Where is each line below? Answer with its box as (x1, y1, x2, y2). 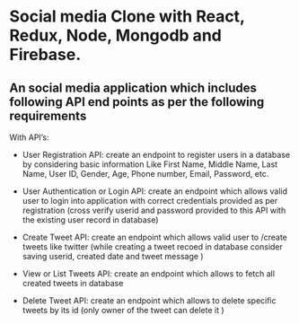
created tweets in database (22, 278, 124, 288)
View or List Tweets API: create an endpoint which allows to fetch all (22, 268, 276, 279)
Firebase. (9, 45, 82, 65)
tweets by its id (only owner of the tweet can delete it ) (22, 305, 224, 315)
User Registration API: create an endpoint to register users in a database (22, 150, 290, 160)
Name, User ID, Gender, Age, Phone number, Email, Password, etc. (22, 169, 269, 179)
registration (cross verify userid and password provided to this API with (22, 205, 286, 215)
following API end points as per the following (9, 94, 265, 109)
